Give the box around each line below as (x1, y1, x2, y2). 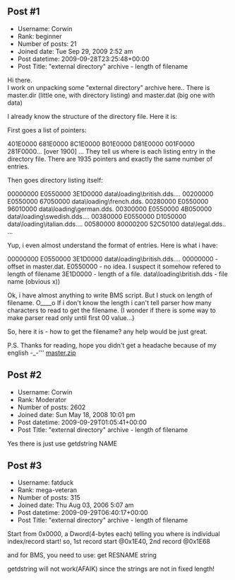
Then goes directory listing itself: (7, 176, 104, 184)
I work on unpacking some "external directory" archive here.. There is (7, 83, 210, 91)
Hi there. (7, 76, 32, 84)
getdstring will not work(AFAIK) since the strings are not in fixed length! (7, 564, 215, 573)
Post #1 (7, 6, 40, 18)
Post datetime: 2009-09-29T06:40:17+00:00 (17, 508, 148, 517)
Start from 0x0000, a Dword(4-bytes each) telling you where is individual (7, 530, 220, 538)
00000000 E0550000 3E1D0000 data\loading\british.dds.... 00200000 (7, 189, 214, 198)
